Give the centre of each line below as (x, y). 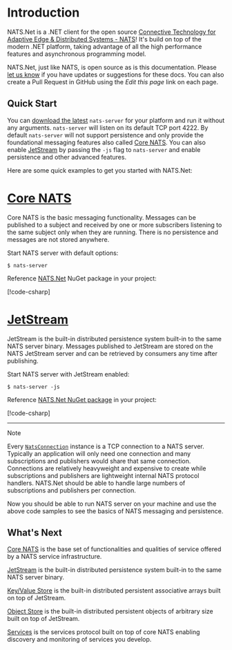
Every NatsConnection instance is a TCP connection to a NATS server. (106, 446)
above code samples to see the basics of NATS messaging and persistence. (115, 511)
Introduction (43, 13)
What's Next (35, 533)
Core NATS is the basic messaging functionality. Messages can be (102, 217)
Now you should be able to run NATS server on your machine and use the (112, 504)
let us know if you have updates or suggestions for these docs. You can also (116, 75)
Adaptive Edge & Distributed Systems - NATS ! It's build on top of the (104, 39)
